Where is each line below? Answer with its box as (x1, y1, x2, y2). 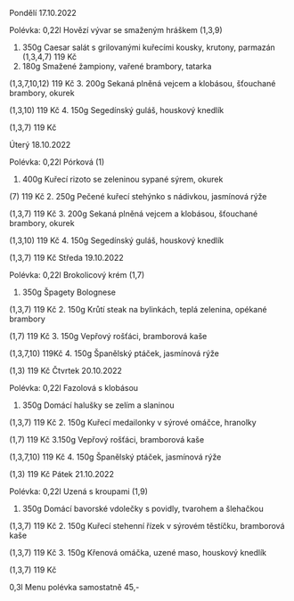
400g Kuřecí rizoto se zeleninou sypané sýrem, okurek (21, 174, 224, 184)
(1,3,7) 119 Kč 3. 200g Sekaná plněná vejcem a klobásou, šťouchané (9, 208, 258, 219)
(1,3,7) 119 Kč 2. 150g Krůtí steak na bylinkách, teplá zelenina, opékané (9, 305, 267, 314)
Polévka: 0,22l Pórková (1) (9, 157, 105, 167)
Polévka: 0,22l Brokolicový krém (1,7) (9, 270, 145, 280)
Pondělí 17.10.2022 (9, 8, 78, 18)
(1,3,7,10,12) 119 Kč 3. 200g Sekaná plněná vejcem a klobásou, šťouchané (9, 78, 276, 88)
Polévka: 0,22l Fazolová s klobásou (9, 383, 139, 393)
